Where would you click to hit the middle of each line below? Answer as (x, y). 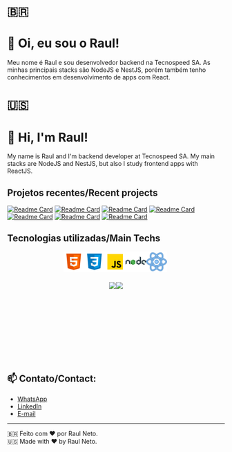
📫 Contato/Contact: (52, 379)
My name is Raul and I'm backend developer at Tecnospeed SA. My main (111, 156)
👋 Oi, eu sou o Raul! (63, 43)
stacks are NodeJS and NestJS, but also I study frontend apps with (103, 164)
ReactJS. (20, 171)
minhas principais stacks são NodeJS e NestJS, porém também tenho (107, 70)
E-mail (26, 413)
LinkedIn (29, 406)
